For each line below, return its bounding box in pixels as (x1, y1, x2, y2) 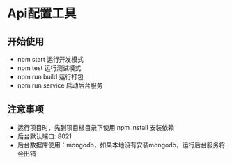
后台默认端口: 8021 (17, 132, 72, 140)
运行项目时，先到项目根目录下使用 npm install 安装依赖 (17, 123, 175, 131)
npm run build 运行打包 (17, 73, 84, 81)
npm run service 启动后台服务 (17, 81, 103, 90)
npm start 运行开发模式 (17, 56, 84, 63)
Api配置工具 (7, 6, 77, 22)
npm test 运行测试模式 (17, 64, 82, 72)
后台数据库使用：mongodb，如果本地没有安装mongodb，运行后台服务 (17, 140, 219, 149)
